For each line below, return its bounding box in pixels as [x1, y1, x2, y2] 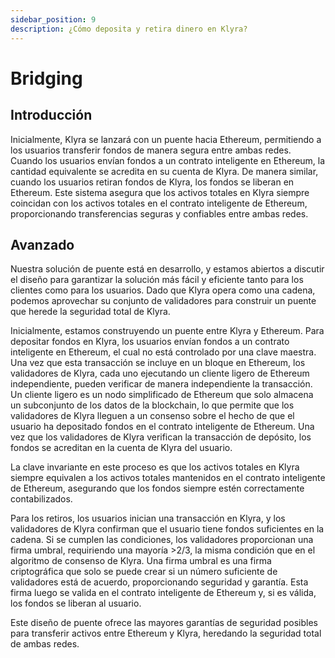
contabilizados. [10, 493, 73, 505]
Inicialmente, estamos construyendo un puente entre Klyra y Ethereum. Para [10, 325, 325, 337]
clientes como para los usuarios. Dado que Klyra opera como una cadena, [10, 284, 316, 296]
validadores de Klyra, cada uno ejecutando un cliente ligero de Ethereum [10, 367, 310, 380]
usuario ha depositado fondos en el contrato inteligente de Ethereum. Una [10, 421, 315, 433]
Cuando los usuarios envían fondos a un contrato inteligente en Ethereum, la [10, 154, 326, 166]
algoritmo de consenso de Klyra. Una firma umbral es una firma [10, 555, 272, 567]
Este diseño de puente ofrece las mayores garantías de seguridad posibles [10, 617, 318, 629]
